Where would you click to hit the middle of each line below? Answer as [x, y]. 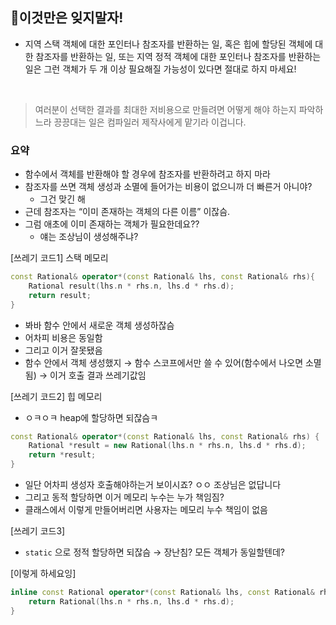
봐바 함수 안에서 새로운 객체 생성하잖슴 [99, 325]
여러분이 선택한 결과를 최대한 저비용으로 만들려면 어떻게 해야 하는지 [165, 109]
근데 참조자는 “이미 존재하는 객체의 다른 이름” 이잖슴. [127, 212]
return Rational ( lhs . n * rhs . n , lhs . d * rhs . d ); [131, 601]
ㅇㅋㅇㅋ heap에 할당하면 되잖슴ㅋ [91, 417]
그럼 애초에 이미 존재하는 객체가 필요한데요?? [112, 224]
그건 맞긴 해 [62, 199]
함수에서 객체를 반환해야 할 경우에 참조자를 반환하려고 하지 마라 [147, 174]
